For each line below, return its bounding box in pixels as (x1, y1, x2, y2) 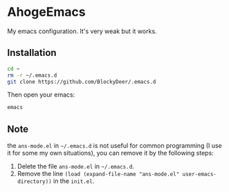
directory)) (17, 178, 52, 185)
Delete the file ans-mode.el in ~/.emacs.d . (17, 162, 135, 171)
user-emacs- (182, 171, 217, 178)
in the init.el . (53, 177, 95, 185)
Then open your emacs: (7, 90, 75, 99)
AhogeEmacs (7, 4, 86, 20)
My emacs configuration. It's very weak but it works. (7, 27, 157, 35)
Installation (7, 47, 57, 59)
